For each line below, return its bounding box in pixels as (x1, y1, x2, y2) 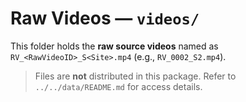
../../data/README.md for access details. (34, 80, 203, 92)
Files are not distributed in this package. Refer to (34, 70, 237, 82)
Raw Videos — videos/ (10, 7, 200, 30)
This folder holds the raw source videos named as (10, 40, 219, 52)
